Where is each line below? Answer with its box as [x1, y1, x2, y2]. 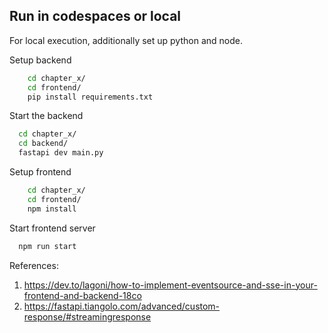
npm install [27, 204, 77, 214]
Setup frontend [9, 166, 72, 178]
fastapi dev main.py [18, 148, 104, 158]
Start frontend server [9, 222, 96, 234]
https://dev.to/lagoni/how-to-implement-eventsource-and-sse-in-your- [23, 279, 318, 291]
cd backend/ [18, 139, 69, 149]
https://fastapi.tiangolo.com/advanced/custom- [23, 300, 221, 312]
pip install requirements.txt [27, 92, 154, 102]
